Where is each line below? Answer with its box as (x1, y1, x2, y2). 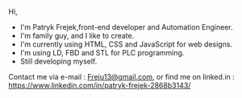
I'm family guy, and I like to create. (19, 31, 135, 40)
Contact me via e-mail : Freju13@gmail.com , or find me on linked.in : (8, 72, 236, 81)
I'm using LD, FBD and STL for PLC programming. (19, 48, 185, 57)
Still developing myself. (19, 56, 98, 66)
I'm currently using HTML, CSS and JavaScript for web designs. (19, 39, 232, 49)
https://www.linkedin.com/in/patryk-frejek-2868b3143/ (8, 80, 191, 90)
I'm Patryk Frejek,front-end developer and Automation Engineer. (19, 22, 234, 31)
